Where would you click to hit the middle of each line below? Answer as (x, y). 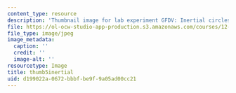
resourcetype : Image (38, 66)
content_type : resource (42, 14)
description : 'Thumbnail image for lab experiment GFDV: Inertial (106, 20)
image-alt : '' (34, 59)
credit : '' (29, 53)
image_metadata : (31, 40)
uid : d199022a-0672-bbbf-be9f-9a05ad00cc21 (72, 79)
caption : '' (31, 46)
